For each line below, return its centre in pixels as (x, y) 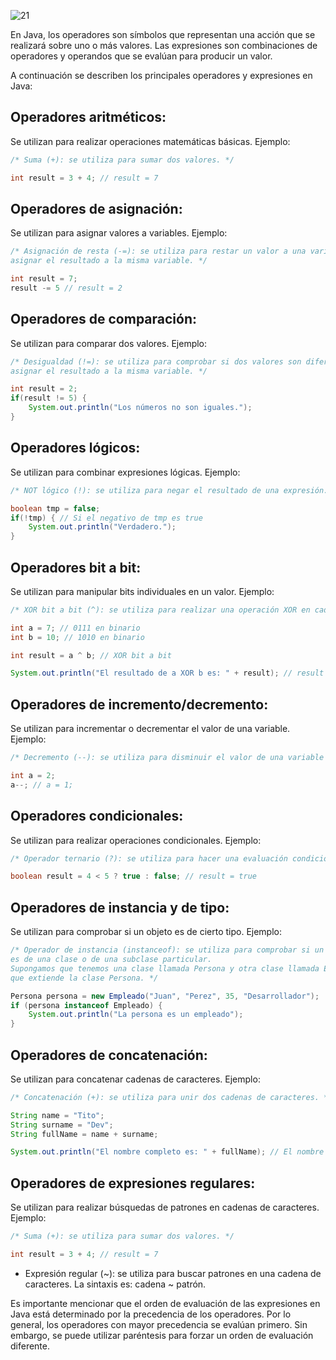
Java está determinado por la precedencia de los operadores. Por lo (151, 1314)
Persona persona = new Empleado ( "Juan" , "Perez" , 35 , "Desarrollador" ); (165, 996)
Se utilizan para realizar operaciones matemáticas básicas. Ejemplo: (150, 141)
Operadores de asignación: (96, 208)
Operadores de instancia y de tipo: (120, 907)
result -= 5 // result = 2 (66, 288)
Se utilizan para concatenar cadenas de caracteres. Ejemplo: (135, 1079)
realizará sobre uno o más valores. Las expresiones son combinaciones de (164, 45)
